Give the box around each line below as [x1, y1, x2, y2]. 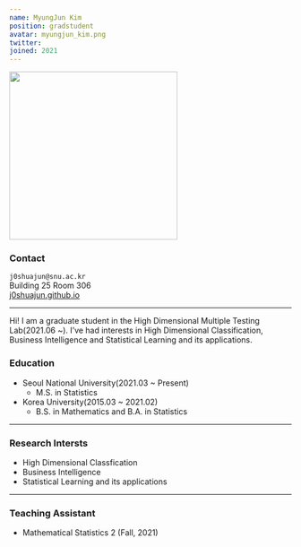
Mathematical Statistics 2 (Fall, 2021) [21, 527, 159, 538]
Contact [9, 252, 46, 265]
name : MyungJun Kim [9, 13, 82, 22]
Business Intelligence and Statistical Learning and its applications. [9, 334, 253, 345]
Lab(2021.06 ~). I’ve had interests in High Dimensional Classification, [9, 325, 264, 336]
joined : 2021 [9, 47, 58, 56]
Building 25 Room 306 [9, 280, 91, 291]
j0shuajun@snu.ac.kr [9, 273, 87, 282]
